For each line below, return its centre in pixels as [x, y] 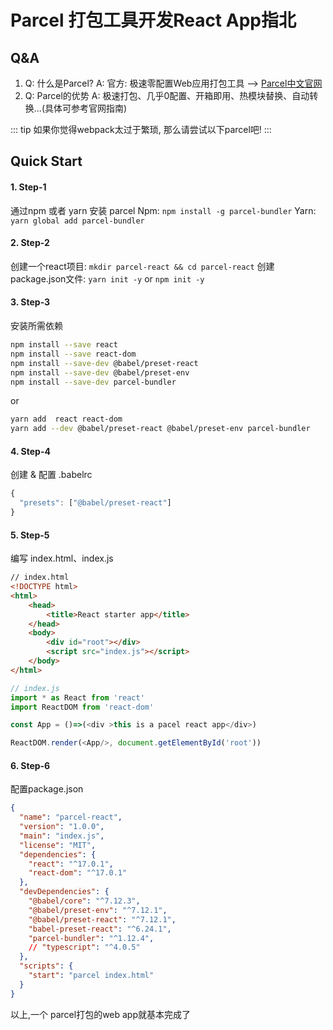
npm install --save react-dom [73, 354]
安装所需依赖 [36, 325]
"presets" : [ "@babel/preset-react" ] [95, 503]
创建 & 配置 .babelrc [51, 475]
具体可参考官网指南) [86, 108]
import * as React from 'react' [77, 697]
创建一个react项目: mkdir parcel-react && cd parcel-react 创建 [142, 266]
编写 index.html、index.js [62, 558]
